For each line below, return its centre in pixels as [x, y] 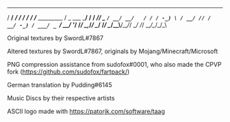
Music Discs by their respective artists [61, 98]
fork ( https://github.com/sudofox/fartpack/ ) [68, 72]
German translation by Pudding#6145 [60, 85]
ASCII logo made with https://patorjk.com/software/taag [86, 111]
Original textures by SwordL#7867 [55, 38]
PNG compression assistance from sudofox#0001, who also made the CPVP [114, 64]
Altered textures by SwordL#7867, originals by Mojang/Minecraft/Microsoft [113, 51]
